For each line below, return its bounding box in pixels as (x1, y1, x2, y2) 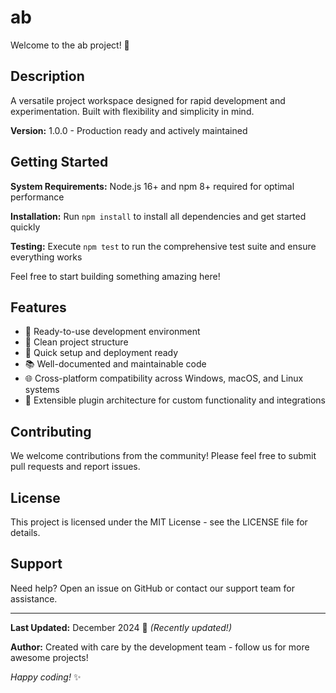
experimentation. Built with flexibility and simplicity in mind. (10, 105, 255, 117)
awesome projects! (10, 651, 89, 663)
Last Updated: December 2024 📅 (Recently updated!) (10, 621, 232, 633)
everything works (10, 251, 83, 263)
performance (10, 191, 65, 203)
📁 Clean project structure (24, 336, 129, 348)
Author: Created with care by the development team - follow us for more (10, 641, 310, 653)
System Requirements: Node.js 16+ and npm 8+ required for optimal (10, 180, 295, 192)
